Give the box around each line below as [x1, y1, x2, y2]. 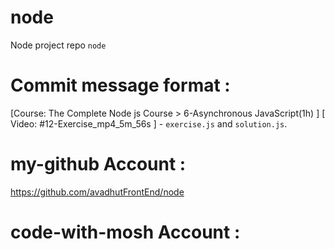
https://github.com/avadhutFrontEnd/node [10, 186, 185, 198]
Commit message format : [10, 74, 231, 97]
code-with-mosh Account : [10, 221, 241, 243]
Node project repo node [10, 39, 107, 51]
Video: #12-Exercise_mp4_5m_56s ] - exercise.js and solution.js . [10, 117, 288, 130]
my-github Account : [10, 153, 187, 176]
